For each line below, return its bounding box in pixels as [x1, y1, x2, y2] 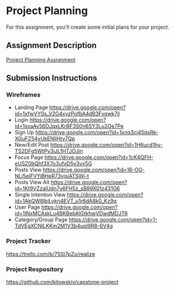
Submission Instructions [6, 73, 98, 83]
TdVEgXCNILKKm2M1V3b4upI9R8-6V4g [14, 222, 113, 229]
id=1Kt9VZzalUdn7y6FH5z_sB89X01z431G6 [14, 185, 120, 192]
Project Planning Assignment [6, 56, 76, 63]
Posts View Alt [14, 179, 50, 186]
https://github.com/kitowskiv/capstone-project [6, 279, 119, 286]
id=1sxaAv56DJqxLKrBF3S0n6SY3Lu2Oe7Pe [14, 123, 124, 130]
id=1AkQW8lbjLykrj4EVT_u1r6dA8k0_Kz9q [14, 198, 117, 205]
